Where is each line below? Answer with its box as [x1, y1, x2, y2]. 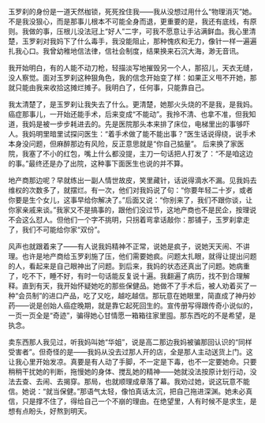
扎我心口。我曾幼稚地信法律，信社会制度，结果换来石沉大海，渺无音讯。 [8, 47, 243, 55]
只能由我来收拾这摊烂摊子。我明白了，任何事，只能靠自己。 [14, 83, 209, 92]
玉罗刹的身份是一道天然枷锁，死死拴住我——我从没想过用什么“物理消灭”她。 [8, 7, 256, 16]
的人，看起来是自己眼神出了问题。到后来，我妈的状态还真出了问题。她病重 [8, 261, 250, 271]
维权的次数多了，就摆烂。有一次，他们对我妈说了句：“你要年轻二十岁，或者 [8, 185, 254, 195]
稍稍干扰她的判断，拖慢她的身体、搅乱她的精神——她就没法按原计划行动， [8, 367, 250, 376]
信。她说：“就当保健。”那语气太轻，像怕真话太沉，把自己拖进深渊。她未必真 [8, 387, 253, 396]
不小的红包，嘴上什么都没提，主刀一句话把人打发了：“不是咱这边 [42, 149, 254, 158]
